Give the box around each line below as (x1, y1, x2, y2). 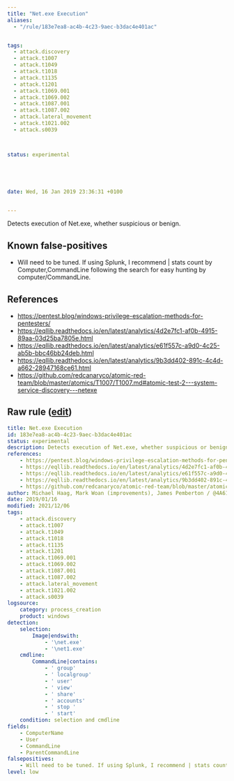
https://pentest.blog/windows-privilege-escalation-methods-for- (17, 312, 203, 320)
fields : (7, 723, 30, 730)
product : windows (19, 613, 70, 620)
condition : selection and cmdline (19, 717, 120, 724)
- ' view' (44, 684, 73, 691)
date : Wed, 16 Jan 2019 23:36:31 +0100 (7, 188, 123, 195)
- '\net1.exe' (44, 645, 86, 653)
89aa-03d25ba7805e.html (17, 334, 93, 342)
